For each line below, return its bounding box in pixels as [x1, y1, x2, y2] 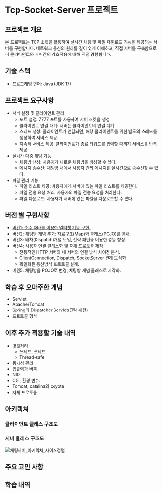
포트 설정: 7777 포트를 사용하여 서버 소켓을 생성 [19, 116, 110, 122]
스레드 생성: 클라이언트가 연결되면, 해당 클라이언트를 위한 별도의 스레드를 [19, 128, 157, 134]
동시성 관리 [12, 360, 34, 366]
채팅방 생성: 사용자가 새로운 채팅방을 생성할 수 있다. [19, 159, 117, 164]
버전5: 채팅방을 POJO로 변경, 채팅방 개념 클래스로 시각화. [12, 267, 121, 273]
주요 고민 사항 [5, 463, 44, 471]
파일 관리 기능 [12, 177, 38, 183]
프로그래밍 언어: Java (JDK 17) [12, 81, 72, 87]
